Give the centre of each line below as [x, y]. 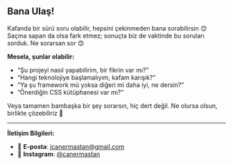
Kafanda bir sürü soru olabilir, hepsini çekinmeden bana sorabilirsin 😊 [107, 28]
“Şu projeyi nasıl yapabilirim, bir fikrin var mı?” [83, 70]
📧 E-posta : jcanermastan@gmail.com [71, 146]
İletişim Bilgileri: [31, 133]
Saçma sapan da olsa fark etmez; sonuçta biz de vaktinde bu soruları [106, 36]
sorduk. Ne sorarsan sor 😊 [46, 43]
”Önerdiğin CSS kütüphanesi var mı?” [70, 92]
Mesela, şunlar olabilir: [41, 56]
